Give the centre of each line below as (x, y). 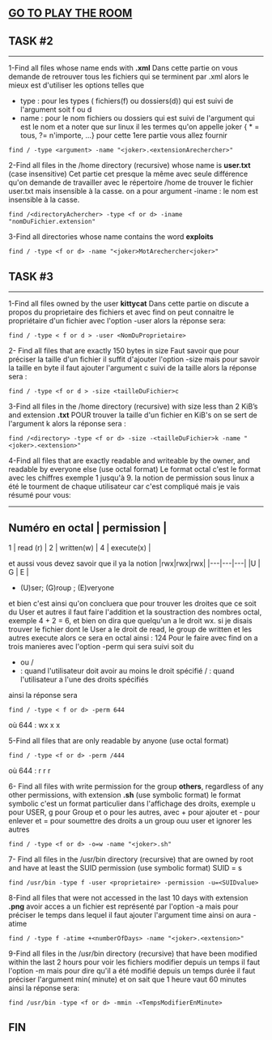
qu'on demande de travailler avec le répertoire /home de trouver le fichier (131, 182)
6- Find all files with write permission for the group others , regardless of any (136, 786)
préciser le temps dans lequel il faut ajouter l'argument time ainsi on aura (130, 914)
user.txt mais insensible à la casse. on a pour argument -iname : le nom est (133, 191)
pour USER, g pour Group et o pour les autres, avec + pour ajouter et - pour (134, 812)
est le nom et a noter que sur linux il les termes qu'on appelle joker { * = (140, 127)
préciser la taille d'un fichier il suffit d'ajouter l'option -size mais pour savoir (134, 359)
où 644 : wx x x (34, 725)
